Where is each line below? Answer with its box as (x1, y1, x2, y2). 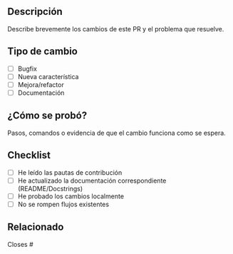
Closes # (7, 240, 33, 248)
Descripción (7, 6, 63, 18)
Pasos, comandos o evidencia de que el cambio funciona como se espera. (7, 128, 226, 137)
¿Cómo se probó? (7, 110, 88, 122)
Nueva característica (17, 72, 79, 81)
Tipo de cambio (7, 46, 78, 58)
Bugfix (17, 64, 38, 73)
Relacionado (7, 221, 64, 233)
